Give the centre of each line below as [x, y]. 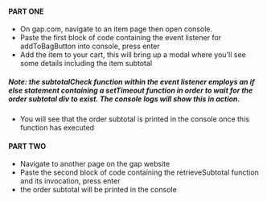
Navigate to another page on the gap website [95, 164]
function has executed [57, 128]
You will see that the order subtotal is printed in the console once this [134, 119]
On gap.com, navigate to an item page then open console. [116, 29]
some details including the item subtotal [86, 64]
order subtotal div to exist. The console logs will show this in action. [124, 99]
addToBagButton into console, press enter [90, 46]
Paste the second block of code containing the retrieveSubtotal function [139, 172]
